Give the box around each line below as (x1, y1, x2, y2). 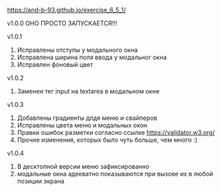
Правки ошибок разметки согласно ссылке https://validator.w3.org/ (16, 129, 215, 136)
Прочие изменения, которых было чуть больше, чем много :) (16, 136, 198, 144)
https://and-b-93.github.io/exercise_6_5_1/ (7, 6, 126, 14)
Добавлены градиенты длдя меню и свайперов (16, 114, 157, 122)
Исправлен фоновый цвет (16, 61, 93, 68)
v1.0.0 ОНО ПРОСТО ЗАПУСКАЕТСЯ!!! (7, 19, 118, 27)
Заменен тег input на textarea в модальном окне (16, 87, 160, 95)
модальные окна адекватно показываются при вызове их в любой (16, 170, 213, 178)
